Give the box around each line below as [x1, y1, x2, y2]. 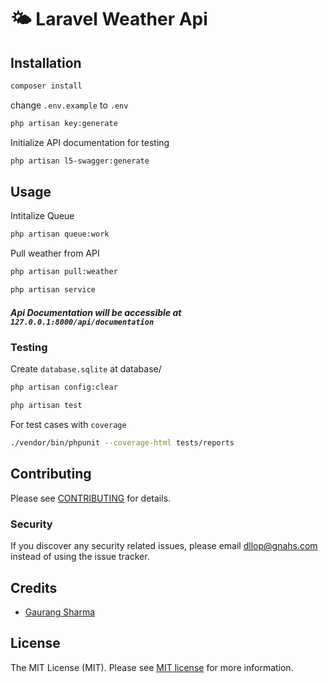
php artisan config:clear [10, 382, 118, 393]
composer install [10, 81, 83, 91]
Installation [10, 54, 82, 71]
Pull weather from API [10, 247, 100, 260]
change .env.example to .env [10, 99, 129, 111]
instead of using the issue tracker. [10, 551, 150, 563]
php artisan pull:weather [10, 267, 118, 277]
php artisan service [10, 285, 97, 295]
